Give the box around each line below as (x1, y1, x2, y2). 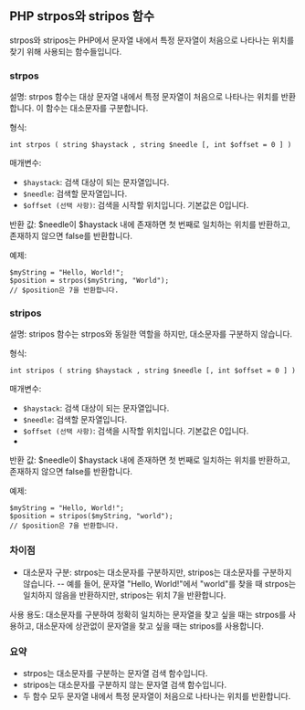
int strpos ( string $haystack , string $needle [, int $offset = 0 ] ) (9, 141, 292, 150)
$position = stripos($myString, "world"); (9, 512, 174, 521)
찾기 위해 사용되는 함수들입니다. (9, 46, 122, 57)
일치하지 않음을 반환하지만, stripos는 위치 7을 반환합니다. (22, 590, 226, 600)
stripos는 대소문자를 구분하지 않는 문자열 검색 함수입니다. (22, 679, 226, 690)
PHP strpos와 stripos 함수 (9, 8, 155, 25)
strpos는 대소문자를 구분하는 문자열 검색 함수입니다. (22, 668, 208, 678)
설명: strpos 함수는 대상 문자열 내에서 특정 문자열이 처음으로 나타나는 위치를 (9, 91, 279, 102)
